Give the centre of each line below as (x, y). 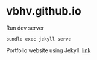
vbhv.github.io (44, 11)
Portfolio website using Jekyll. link (48, 50)
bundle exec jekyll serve (39, 39)
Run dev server (25, 28)
